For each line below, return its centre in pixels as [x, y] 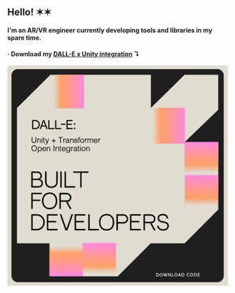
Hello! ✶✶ [29, 12]
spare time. [24, 37]
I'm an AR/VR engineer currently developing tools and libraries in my [110, 30]
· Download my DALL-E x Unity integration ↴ [73, 54]
